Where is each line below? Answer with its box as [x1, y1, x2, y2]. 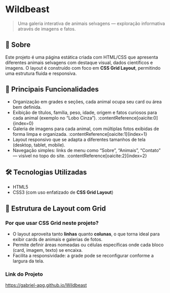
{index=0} [12, 120, 34, 126]
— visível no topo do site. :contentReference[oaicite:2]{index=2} [12, 153, 147, 159]
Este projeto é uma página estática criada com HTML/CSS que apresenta [5, 54, 158, 60]
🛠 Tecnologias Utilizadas [5, 168, 87, 177]
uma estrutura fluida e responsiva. [5, 70, 77, 76]
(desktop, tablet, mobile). [12, 141, 65, 148]
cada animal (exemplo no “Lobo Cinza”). [12, 114, 97, 121]
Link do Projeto [5, 271, 43, 278]
